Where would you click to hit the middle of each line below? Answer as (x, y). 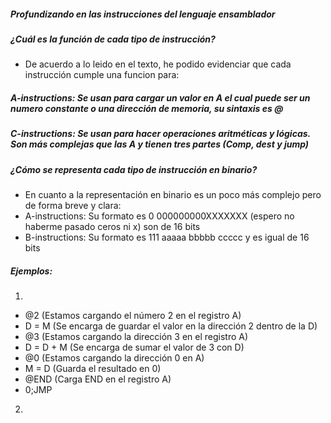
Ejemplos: (31, 271)
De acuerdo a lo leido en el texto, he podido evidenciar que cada (158, 64)
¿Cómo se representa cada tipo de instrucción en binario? (134, 169)
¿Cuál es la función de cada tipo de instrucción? (113, 39)
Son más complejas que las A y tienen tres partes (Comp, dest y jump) (160, 144)
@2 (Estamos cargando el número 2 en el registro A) (133, 316)
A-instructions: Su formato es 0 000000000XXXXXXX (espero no (159, 216)
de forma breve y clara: (73, 206)
